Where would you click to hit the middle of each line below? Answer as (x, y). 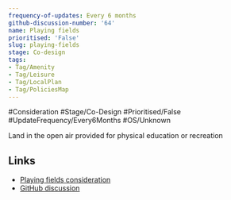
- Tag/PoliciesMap (38, 89)
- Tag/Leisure (32, 75)
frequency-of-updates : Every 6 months (72, 15)
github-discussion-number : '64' (62, 23)
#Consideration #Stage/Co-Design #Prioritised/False (94, 112)
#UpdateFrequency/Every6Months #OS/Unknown (89, 121)
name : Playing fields (44, 30)
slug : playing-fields (44, 45)
